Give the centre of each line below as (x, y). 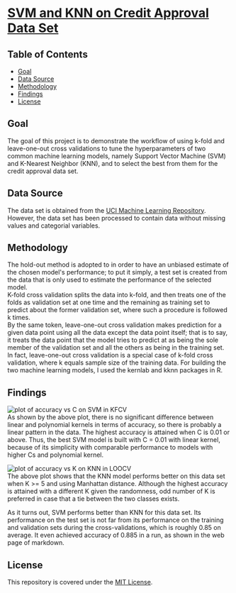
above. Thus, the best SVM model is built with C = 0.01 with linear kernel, (114, 440)
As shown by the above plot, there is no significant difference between (111, 417)
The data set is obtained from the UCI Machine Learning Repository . (107, 210)
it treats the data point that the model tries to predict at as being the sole (113, 340)
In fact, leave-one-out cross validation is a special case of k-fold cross (110, 355)
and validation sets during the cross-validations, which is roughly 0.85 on (114, 528)
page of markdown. (36, 543)
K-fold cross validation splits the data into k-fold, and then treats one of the (117, 295)
